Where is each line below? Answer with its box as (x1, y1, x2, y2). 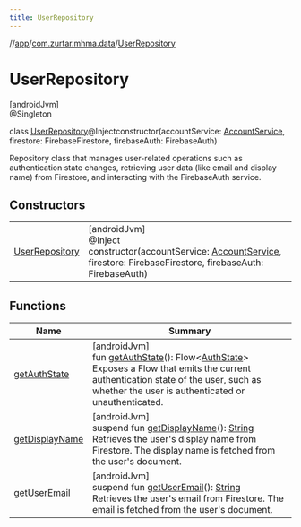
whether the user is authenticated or (92, 384, 245, 397)
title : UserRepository (9, 13, 94, 22)
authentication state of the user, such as (92, 374, 262, 386)
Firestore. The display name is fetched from (92, 445, 276, 457)
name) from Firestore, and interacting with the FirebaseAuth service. (9, 171, 262, 182)
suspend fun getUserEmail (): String (92, 481, 241, 494)
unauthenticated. (92, 396, 164, 409)
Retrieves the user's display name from (92, 433, 257, 445)
